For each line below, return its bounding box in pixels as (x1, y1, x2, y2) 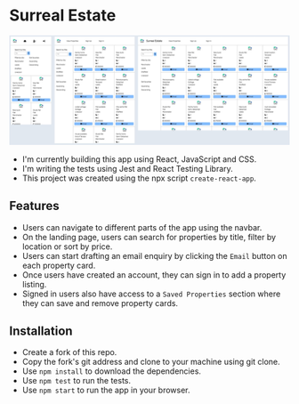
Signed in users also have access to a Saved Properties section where (21, 288, 281, 299)
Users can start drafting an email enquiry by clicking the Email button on (21, 250, 287, 261)
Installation (9, 324, 73, 339)
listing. (21, 279, 47, 289)
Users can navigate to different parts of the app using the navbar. (21, 222, 263, 232)
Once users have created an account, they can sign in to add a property (21, 269, 287, 280)
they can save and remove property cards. (21, 297, 179, 308)
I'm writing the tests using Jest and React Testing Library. (21, 163, 233, 174)
